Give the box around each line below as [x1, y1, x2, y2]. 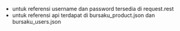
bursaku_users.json [12, 18, 62, 25]
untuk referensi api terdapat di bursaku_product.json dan [12, 12, 156, 19]
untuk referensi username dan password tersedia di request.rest [12, 5, 174, 12]
